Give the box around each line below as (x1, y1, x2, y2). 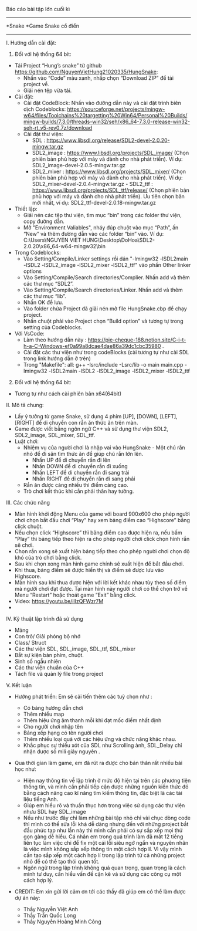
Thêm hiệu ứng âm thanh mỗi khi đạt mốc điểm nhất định (23, 717, 162, 724)
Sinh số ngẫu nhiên (14, 658, 62, 665)
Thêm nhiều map (23, 710, 64, 717)
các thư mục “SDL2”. (23, 280, 74, 287)
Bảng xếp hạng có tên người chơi (23, 729, 104, 736)
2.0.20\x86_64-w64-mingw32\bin (23, 243, 106, 249)
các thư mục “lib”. (23, 293, 66, 299)
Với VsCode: (14, 330, 45, 337)
